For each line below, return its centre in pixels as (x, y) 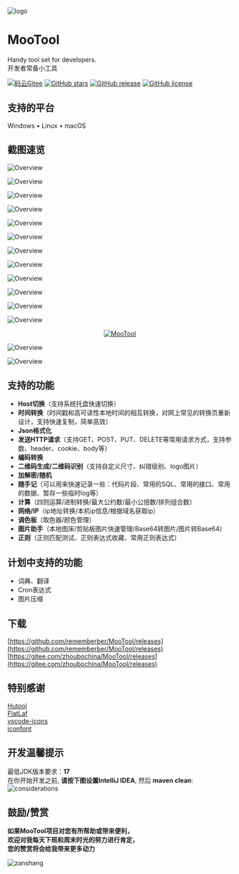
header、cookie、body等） (71, 448)
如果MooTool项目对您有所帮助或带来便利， (71, 831)
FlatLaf (18, 713)
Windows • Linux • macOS (47, 126)
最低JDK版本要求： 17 (39, 771)
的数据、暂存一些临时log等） (60, 493)
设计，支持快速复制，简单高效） (65, 422)
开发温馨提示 (36, 753)
